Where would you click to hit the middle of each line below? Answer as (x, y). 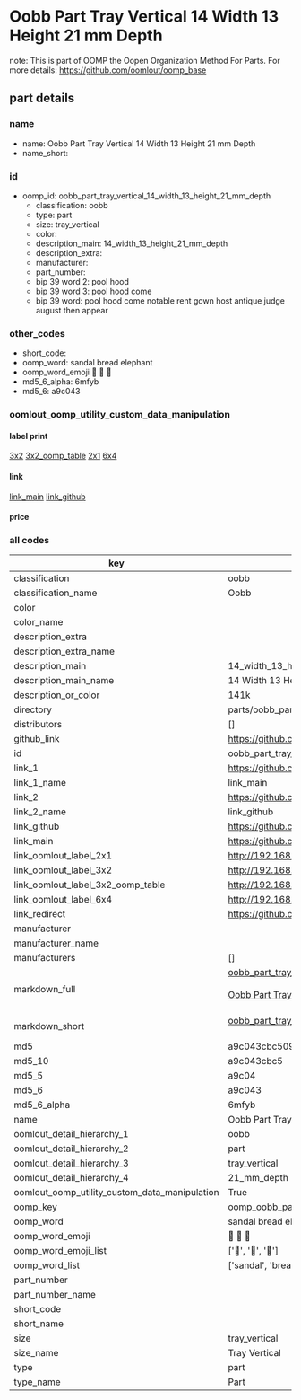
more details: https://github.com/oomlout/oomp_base (108, 70)
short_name (39, 1324)
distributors (38, 725)
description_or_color (57, 695)
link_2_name (40, 812)
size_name (36, 1353)
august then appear (72, 310)
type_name (37, 1382)
